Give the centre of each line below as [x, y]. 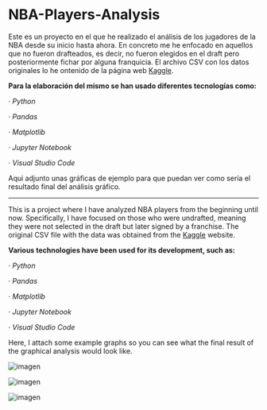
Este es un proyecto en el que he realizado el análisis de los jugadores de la [132, 37]
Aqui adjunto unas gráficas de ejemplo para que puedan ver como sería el [130, 178]
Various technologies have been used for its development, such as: [122, 250]
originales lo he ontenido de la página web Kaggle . [91, 70]
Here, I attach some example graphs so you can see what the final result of [131, 342]
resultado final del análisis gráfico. [64, 186]
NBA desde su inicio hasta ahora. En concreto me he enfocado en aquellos [131, 44]
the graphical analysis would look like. [70, 350]
